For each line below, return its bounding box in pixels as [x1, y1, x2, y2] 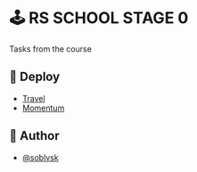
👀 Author [9, 128, 60, 143]
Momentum [21, 102, 65, 113]
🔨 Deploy [9, 70, 61, 85]
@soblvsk [21, 152, 60, 162]
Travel [21, 93, 46, 103]
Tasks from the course [9, 43, 92, 54]
